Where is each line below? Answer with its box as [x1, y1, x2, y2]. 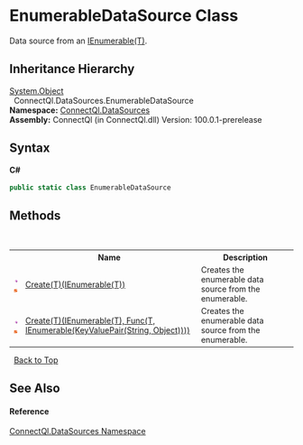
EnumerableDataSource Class [9, 5, 239, 26]
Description [222, 252, 269, 263]
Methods [9, 208, 61, 223]
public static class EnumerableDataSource [9, 182, 171, 192]
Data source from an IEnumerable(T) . [9, 35, 148, 46]
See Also [9, 381, 60, 396]
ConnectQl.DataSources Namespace [9, 426, 146, 437]
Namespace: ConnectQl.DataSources [9, 105, 151, 116]
